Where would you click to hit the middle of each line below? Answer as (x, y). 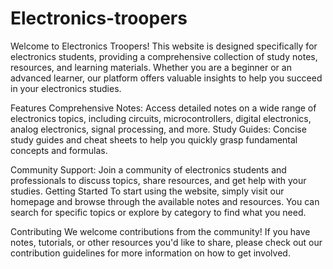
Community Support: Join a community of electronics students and (148, 169)
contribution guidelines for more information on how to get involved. (150, 253)
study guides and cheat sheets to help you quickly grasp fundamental (154, 139)
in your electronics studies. (66, 88)
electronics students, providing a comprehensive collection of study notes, (164, 56)
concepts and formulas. (59, 150)
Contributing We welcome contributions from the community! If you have (160, 231)
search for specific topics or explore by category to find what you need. (158, 212)
